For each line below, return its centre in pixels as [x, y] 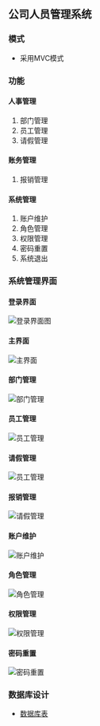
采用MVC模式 [42, 58]
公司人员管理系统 [50, 14]
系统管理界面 [33, 281]
